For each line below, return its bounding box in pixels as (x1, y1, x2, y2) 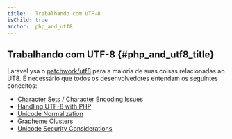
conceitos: (7, 82, 38, 90)
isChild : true (7, 17, 49, 24)
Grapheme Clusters (17, 117, 74, 125)
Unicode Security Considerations (17, 124, 113, 133)
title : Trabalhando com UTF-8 (7, 10, 101, 17)
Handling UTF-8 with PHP (17, 102, 92, 111)
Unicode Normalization (17, 110, 83, 118)
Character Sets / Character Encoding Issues (17, 95, 144, 104)
